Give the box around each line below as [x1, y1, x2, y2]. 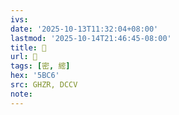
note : [10, 89, 33, 99]
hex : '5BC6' [10, 71, 60, 81]
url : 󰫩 [10, 52, 38, 62]
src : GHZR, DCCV [10, 80, 78, 90]
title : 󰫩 [10, 42, 47, 53]
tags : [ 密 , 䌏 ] [10, 61, 71, 71]
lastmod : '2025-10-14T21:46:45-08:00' [10, 33, 172, 43]
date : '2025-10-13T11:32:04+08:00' [10, 24, 159, 34]
